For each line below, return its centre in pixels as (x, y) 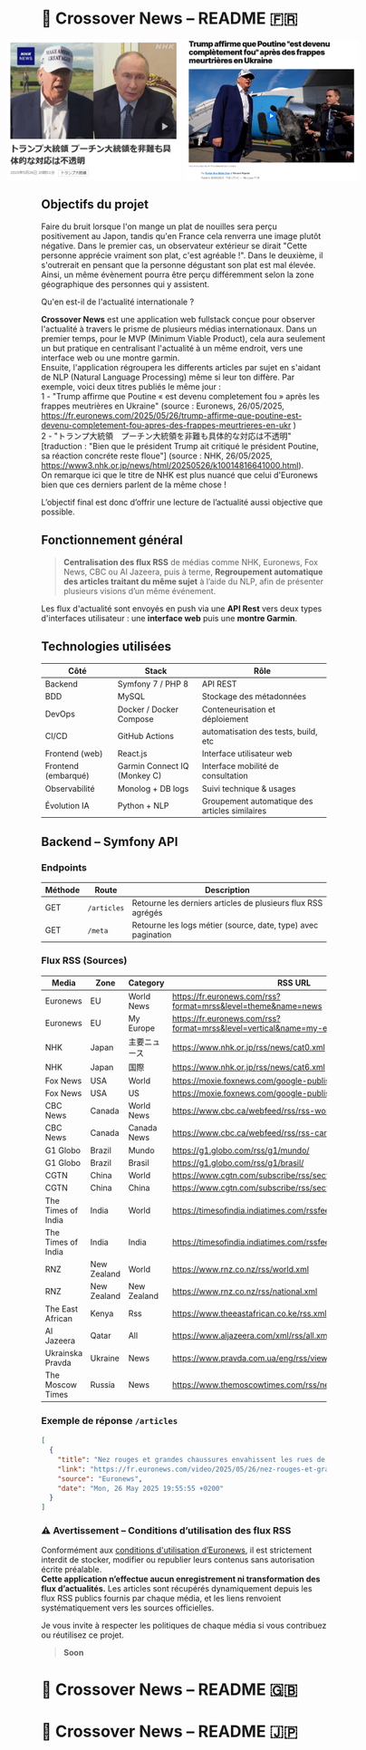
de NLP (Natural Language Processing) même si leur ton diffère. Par (168, 377)
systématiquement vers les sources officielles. (128, 1608)
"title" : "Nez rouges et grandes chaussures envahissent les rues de (192, 1459)
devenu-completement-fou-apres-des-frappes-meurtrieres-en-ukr (166, 425)
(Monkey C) (140, 776)
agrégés (147, 912)
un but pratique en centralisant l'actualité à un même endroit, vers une (172, 348)
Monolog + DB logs (153, 788)
